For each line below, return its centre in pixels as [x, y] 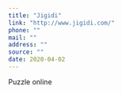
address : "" [28, 45]
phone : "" [25, 30]
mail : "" [23, 37]
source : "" [26, 52]
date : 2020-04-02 [37, 60]
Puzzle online [30, 82]
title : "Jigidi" [35, 15]
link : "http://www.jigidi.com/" [61, 23]
